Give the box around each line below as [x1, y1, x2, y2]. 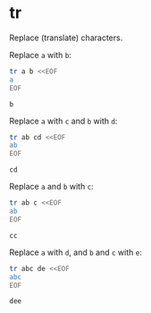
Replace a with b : [9, 49, 71, 60]
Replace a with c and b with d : [9, 115, 118, 126]
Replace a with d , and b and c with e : [9, 247, 143, 258]
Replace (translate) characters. [9, 32, 123, 43]
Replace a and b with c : [9, 182, 94, 192]
